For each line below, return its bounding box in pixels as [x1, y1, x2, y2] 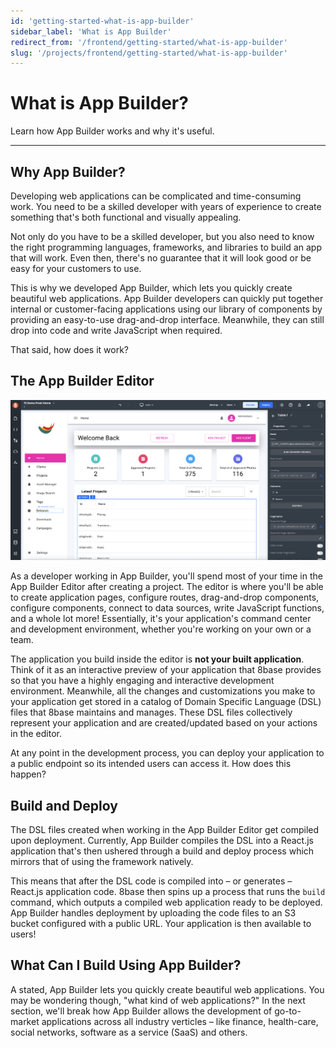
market [10, 1015, 40, 1027]
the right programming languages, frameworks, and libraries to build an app [10, 241, 322, 253]
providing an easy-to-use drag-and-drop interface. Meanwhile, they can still [10, 314, 325, 325]
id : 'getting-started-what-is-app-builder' [10, 16, 195, 26]
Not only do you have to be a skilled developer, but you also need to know [10, 231, 315, 242]
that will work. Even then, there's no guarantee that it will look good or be [10, 252, 312, 264]
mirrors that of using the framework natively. [10, 856, 194, 868]
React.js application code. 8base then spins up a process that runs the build [10, 886, 326, 898]
